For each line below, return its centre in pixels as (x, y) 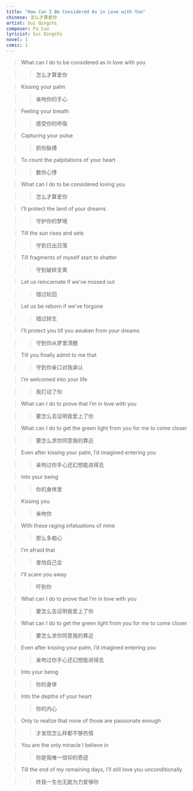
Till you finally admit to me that (59, 355)
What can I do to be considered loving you (73, 184)
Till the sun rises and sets (52, 233)
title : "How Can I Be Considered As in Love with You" (76, 12)
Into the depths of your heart (56, 696)
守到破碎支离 (51, 269)
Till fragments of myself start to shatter (69, 257)
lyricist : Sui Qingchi (34, 34)
